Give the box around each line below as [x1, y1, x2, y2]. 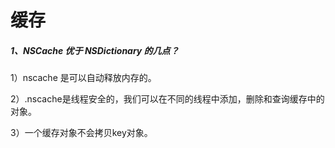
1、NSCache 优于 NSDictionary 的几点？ [10, 44, 180, 56]
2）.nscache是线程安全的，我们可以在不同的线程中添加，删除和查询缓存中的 [10, 93, 325, 105]
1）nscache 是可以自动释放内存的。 [10, 72, 157, 84]
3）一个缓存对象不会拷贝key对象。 [10, 127, 153, 139]
